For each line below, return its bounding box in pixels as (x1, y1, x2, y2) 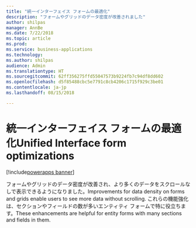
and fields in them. (6, 216, 51, 223)
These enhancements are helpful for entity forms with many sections (15, 209, 183, 216)
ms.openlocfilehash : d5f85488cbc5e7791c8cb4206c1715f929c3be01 (6, 79, 164, 85)
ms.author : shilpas (6, 57, 54, 63)
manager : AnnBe (6, 24, 43, 31)
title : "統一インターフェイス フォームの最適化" (6, 8, 111, 15)
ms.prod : (6, 41, 27, 47)
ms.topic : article (6, 36, 51, 41)
